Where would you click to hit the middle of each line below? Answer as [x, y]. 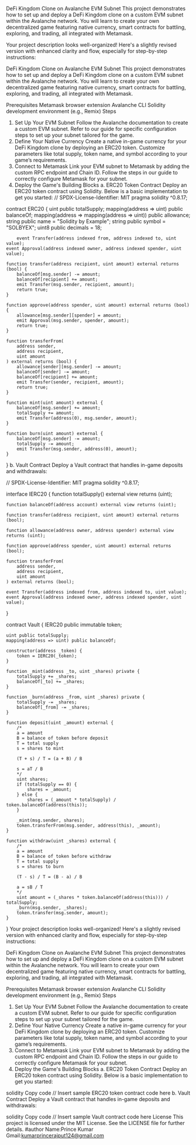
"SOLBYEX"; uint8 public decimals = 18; [54, 228]
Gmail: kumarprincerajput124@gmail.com [55, 1135]
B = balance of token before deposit [63, 738]
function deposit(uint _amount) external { [60, 723]
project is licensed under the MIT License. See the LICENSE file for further [96, 1123]
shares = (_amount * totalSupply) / [72, 800]
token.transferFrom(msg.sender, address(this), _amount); [89, 826]
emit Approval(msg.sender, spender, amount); [73, 321]
